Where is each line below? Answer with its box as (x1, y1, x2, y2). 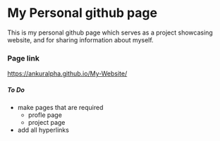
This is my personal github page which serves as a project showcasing (7, 28, 213, 37)
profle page (28, 111, 62, 119)
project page (28, 118, 66, 127)
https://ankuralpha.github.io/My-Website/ (7, 69, 128, 78)
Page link (7, 53, 40, 63)
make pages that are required (17, 104, 104, 112)
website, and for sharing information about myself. (7, 35, 154, 44)
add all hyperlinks (17, 125, 69, 135)
